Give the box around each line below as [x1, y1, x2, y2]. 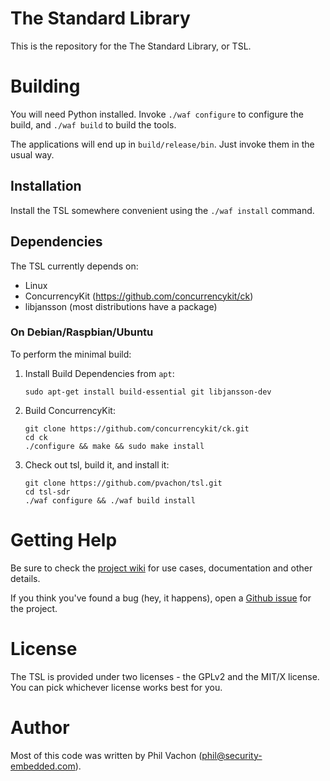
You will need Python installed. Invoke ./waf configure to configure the [10, 108, 304, 120]
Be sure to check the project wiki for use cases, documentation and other [10, 562, 313, 574]
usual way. [10, 148, 55, 161]
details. [10, 572, 41, 584]
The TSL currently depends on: [10, 260, 139, 272]
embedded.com [10, 760, 76, 772]
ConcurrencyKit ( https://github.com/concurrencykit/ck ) [24, 290, 254, 302]
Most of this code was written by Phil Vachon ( [10, 749, 203, 761]
